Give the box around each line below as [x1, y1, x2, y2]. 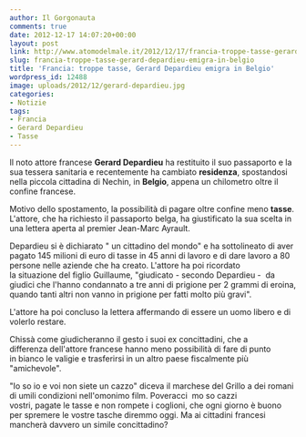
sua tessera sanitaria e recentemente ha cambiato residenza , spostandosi [9, 166, 289, 178]
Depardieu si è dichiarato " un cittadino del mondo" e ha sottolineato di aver [9, 240, 294, 251]
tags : [9, 107, 30, 116]
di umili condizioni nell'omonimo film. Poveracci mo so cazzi [9, 390, 238, 401]
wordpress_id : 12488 [9, 73, 88, 82]
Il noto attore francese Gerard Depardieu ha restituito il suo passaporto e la [9, 157, 292, 168]
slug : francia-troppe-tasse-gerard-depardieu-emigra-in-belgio [9, 56, 255, 65]
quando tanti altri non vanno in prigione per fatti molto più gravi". [9, 289, 252, 300]
